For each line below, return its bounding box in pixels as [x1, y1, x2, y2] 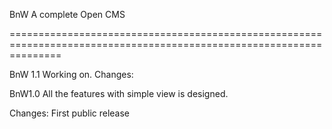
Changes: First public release [9, 107, 131, 119]
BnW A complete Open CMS [9, 9, 126, 20]
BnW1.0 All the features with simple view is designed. [9, 88, 229, 99]
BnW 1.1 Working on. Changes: [9, 69, 134, 80]
